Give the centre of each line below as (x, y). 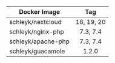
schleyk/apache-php (39, 41)
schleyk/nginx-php (37, 31)
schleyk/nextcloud (35, 22)
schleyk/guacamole (37, 51)
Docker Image (40, 12)
